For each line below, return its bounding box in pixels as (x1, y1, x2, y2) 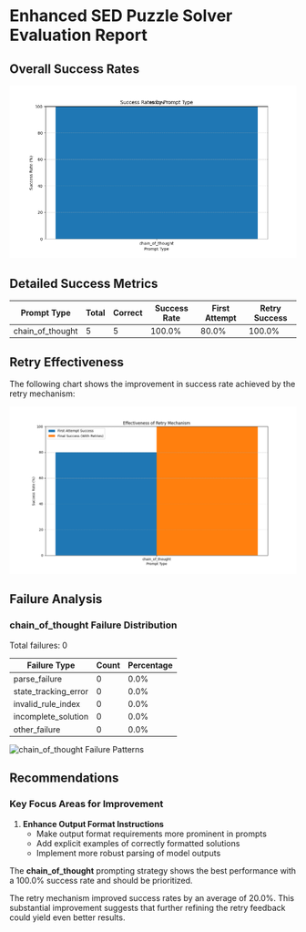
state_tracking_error (13, 685, 89, 697)
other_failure (13, 723, 61, 734)
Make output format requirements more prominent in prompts (36, 828, 267, 839)
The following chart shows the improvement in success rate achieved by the (9, 379, 296, 390)
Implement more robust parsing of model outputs (36, 847, 221, 858)
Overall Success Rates (9, 61, 139, 77)
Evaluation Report (9, 25, 148, 46)
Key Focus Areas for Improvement (9, 798, 164, 811)
